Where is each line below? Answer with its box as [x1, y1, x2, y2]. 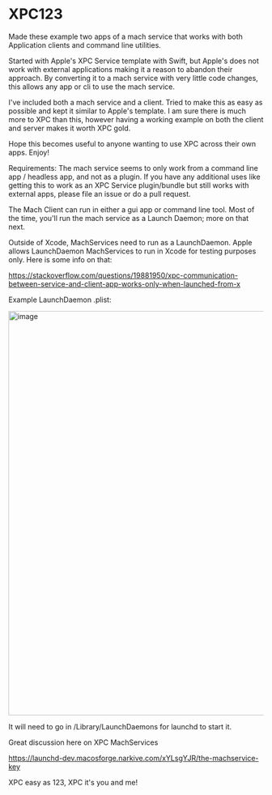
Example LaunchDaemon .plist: [8, 295, 112, 304]
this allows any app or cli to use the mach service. [8, 82, 176, 91]
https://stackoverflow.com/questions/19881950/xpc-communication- [8, 270, 239, 280]
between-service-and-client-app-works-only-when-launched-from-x [8, 278, 241, 288]
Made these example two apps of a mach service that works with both [8, 32, 243, 41]
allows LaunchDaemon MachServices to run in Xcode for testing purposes [8, 246, 257, 256]
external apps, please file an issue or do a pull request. [8, 189, 192, 198]
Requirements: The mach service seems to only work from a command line [8, 163, 259, 172]
